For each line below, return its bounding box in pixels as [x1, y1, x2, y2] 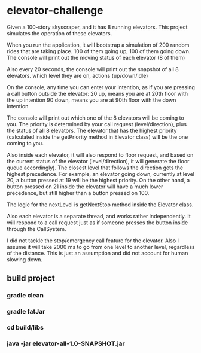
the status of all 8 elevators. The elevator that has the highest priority [7, 127, 177, 134]
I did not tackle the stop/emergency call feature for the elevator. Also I [7, 237, 179, 244]
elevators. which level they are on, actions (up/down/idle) [7, 72, 148, 79]
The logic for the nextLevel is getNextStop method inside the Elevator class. [7, 201, 194, 208]
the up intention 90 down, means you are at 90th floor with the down [7, 96, 176, 104]
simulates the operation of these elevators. [7, 29, 112, 36]
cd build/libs [7, 324, 44, 332]
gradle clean [7, 291, 44, 300]
